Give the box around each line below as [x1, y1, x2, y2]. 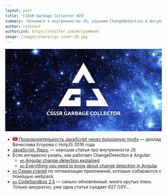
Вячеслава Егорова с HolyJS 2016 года [12, 141, 95, 147]
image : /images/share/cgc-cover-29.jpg [5, 34, 88, 39]
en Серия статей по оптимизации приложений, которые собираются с [12, 168, 162, 174]
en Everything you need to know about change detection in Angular [19, 163, 158, 169]
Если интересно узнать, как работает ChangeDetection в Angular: [12, 152, 152, 158]
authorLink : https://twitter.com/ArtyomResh [5, 29, 99, 34]
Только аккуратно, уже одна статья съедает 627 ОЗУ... [12, 184, 130, 190]
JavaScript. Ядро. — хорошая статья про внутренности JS [12, 147, 136, 153]
